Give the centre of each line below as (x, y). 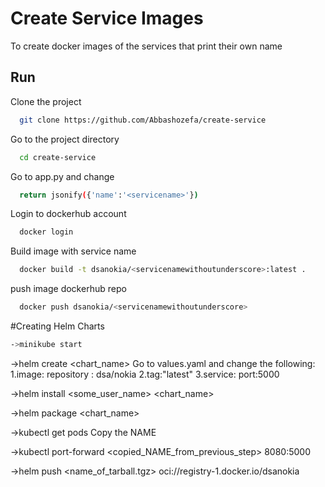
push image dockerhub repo (68, 289)
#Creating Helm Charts (57, 326)
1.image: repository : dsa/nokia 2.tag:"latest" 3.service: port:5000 (145, 374)
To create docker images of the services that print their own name (146, 46)
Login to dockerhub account (68, 214)
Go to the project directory (65, 139)
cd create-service (58, 157)
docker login (46, 232)
